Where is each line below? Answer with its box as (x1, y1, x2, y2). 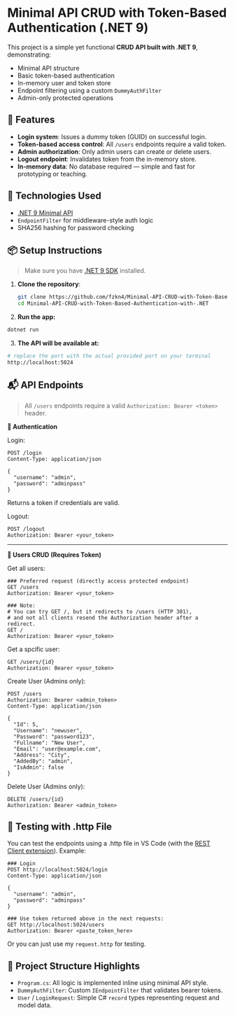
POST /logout (7, 525, 45, 532)
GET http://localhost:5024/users (7, 921, 105, 928)
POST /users (7, 690, 42, 697)
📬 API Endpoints (7, 379, 84, 391)
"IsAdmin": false (13, 764, 64, 771)
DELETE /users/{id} (7, 795, 64, 802)
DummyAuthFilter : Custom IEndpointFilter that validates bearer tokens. (17, 986, 223, 995)
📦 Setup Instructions (7, 244, 103, 256)
